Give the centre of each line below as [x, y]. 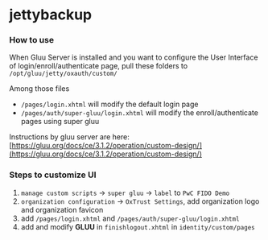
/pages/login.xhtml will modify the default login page [109, 104]
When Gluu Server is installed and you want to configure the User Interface [134, 57]
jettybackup [50, 15]
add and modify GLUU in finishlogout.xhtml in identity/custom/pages [138, 226]
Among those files [39, 89]
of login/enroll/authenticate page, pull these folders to [99, 66]
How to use [32, 40]
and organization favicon [62, 209]
